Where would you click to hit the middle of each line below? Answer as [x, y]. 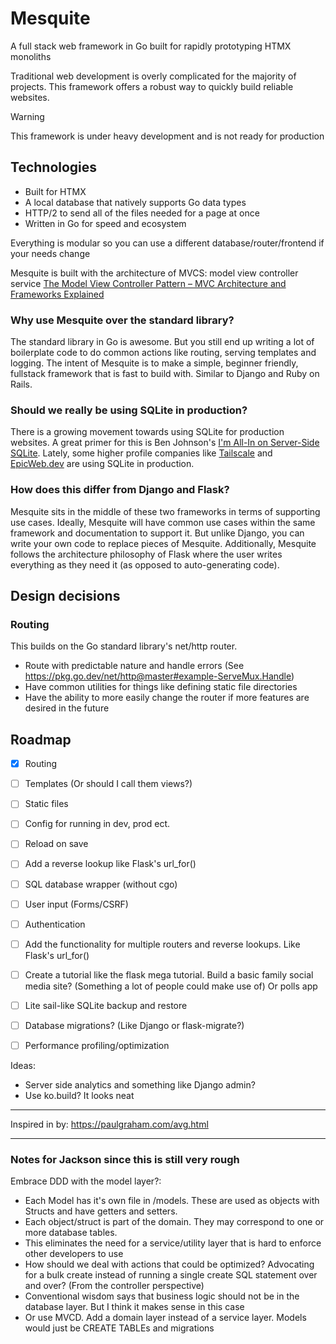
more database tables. [71, 1233]
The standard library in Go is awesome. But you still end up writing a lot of [162, 342]
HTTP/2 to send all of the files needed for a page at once [142, 213]
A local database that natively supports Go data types [135, 202]
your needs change [50, 253]
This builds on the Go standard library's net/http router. [124, 646]
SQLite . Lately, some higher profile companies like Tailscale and [141, 453]
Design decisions [65, 596]
